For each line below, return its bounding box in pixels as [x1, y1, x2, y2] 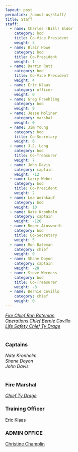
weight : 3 [14, 40, 35, 45]
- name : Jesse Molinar [10, 111, 57, 116]
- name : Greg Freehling [10, 96, 59, 102]
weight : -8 [14, 284, 37, 289]
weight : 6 [14, 139, 35, 144]
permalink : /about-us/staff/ [5, 12, 66, 17]
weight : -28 [14, 266, 39, 271]
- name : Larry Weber [10, 176, 53, 182]
